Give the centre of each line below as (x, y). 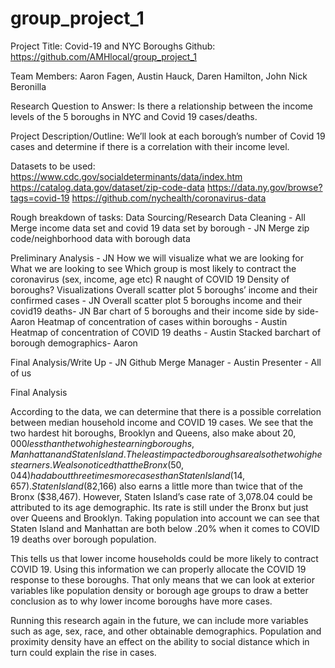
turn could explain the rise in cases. (83, 652)
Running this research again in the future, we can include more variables (159, 620)
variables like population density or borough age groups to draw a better (159, 590)
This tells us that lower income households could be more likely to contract (164, 558)
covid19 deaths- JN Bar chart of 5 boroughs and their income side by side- (165, 311)
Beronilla (28, 86)
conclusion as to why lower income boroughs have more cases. (141, 601)
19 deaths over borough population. (83, 539)
